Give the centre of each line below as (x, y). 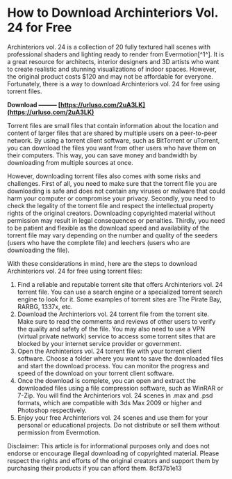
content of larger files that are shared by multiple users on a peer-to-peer (112, 133)
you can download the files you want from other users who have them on (112, 148)
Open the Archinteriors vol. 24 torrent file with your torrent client (109, 351)
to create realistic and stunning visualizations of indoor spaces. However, (112, 69)
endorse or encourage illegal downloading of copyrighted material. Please (113, 453)
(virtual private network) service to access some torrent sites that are (116, 336)
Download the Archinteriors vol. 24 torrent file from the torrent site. (113, 314)
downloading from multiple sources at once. (70, 162)
